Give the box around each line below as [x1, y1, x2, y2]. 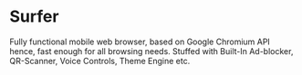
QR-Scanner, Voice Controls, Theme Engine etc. [9, 55, 191, 66]
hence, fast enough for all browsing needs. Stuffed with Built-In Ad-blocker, [9, 45, 294, 56]
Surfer [9, 6, 59, 27]
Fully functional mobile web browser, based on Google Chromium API [9, 36, 271, 47]
